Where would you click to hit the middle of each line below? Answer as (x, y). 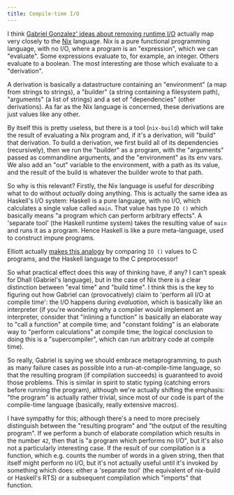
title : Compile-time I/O (43, 14)
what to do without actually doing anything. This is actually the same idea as (117, 193)
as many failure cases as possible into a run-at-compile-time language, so (114, 367)
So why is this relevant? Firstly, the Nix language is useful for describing (111, 185)
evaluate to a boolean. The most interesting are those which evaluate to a (113, 63)
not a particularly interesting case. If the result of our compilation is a (107, 447)
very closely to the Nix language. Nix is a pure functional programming (109, 41)
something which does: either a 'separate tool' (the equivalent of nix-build (114, 470)
